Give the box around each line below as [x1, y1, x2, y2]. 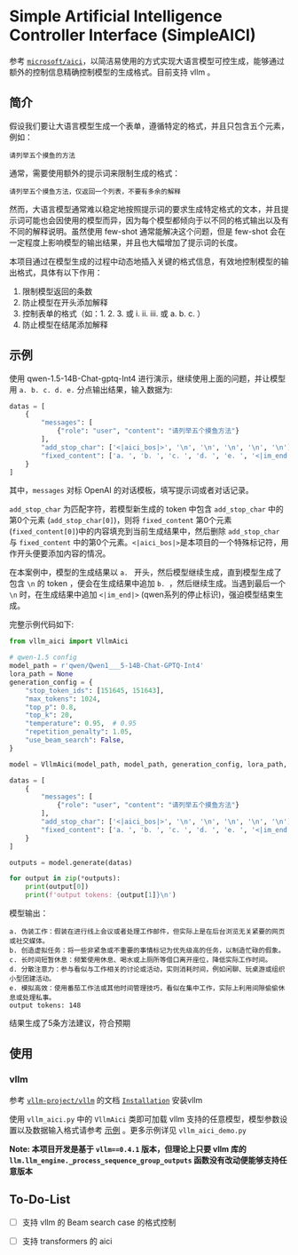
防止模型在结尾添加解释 [21, 319, 108, 330]
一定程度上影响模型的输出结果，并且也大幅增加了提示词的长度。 [9, 237, 242, 248]
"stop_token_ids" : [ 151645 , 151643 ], [25, 686, 165, 695]
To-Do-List [9, 1192, 71, 1207]
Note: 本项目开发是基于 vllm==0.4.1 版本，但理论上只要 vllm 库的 [9, 1143, 247, 1154]
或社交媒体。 [9, 937, 50, 946]
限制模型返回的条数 [21, 286, 93, 297]
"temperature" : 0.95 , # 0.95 [25, 719, 137, 728]
